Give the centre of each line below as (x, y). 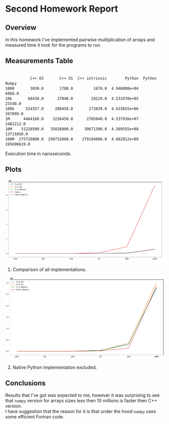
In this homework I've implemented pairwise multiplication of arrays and (80, 40)
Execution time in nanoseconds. (38, 153)
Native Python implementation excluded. (55, 367)
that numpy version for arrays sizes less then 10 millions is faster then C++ (81, 401)
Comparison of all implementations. (49, 269)
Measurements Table (39, 61)
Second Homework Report (62, 9)
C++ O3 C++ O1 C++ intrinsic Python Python (93, 78)
